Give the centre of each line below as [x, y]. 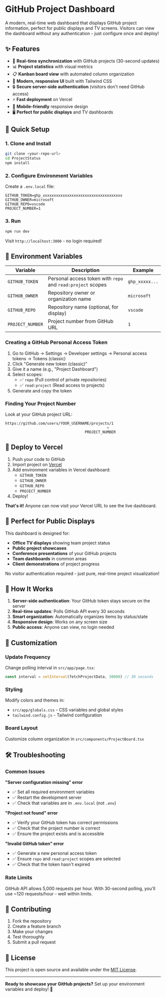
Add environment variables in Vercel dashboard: [61, 470]
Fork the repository [32, 921]
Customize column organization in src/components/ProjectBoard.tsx [75, 739]
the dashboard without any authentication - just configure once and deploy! [82, 33]
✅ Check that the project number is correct [56, 828]
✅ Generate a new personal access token [55, 853]
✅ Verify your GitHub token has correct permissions [65, 823]
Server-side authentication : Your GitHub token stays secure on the [81, 601]
